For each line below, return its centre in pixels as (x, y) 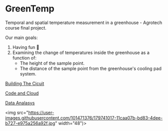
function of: (24, 57)
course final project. (26, 27)
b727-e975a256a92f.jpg (30, 123)
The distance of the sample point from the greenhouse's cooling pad (90, 68)
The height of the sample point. (52, 63)
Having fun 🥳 (26, 47)
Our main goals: (21, 37)
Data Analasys (20, 102)
